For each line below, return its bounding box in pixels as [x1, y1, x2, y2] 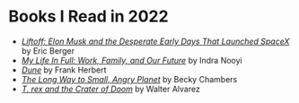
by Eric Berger [21, 45, 75, 56]
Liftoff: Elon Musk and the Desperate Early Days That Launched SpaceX [21, 36, 290, 47]
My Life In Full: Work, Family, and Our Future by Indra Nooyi [21, 55, 243, 65]
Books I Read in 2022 [8, 6, 169, 27]
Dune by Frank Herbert [21, 64, 107, 75]
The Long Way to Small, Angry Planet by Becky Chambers [21, 73, 238, 84]
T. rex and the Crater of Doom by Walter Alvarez [21, 83, 201, 94]
